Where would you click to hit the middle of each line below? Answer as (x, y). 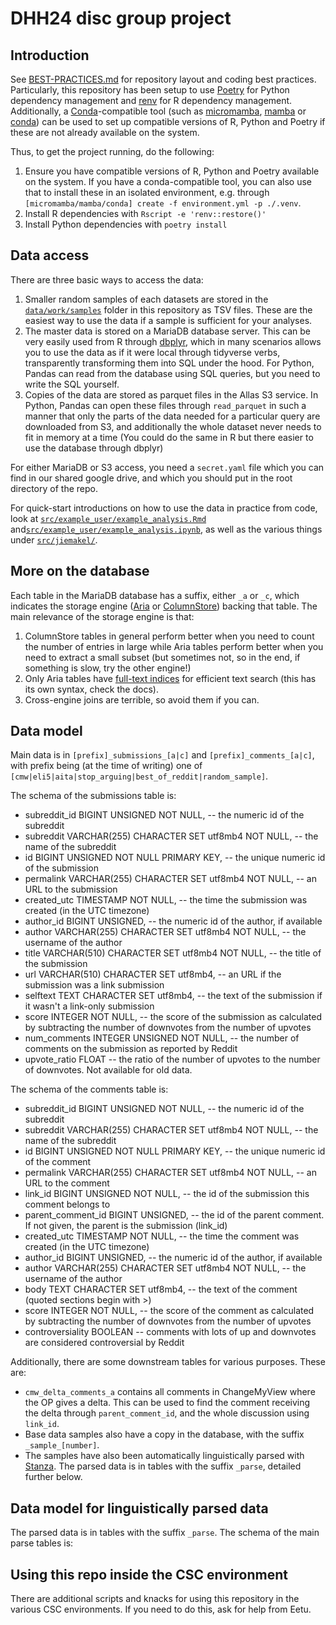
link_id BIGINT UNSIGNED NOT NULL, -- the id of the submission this (167, 1194)
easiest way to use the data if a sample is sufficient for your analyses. (168, 320)
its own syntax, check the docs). (91, 689)
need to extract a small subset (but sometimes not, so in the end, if (162, 657)
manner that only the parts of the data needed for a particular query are (172, 416)
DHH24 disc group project (121, 18)
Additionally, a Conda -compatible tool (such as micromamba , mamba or (158, 111)
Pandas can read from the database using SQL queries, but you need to (172, 373)
